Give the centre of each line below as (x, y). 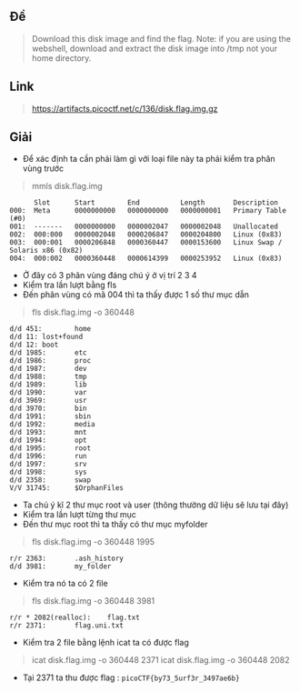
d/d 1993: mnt (49, 433)
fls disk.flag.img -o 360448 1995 (93, 542)
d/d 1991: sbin (50, 416)
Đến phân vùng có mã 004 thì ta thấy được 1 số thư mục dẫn (136, 295)
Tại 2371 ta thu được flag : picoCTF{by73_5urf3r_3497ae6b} (131, 677)
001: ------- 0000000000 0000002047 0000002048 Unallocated (144, 227)
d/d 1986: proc (50, 361)
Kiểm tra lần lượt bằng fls (70, 285)
